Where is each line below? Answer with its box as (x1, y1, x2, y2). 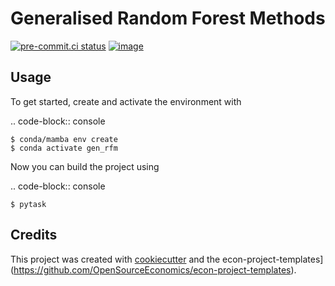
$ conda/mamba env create (10, 134, 118, 144)
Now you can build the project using (10, 160, 160, 172)
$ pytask (10, 199, 47, 209)
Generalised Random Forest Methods (10, 7, 326, 30)
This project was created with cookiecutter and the (10, 253, 221, 265)
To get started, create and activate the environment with (10, 95, 242, 107)
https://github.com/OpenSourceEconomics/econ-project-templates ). (13, 263, 297, 276)
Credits (10, 227, 58, 244)
